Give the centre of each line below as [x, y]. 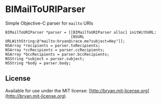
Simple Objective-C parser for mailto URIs [49, 23]
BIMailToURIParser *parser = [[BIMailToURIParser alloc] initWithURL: [81, 32]
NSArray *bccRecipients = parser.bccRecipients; [57, 54]
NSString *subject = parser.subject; [45, 59]
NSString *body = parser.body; [38, 63]
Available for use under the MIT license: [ [48, 90]
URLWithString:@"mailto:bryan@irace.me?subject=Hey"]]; [65, 41]
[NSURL [77, 37]
